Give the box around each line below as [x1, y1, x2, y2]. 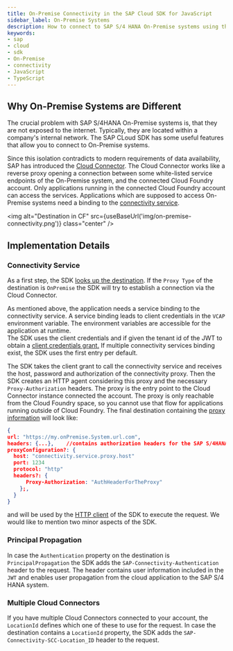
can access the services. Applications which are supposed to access [7, 192, 205, 200]
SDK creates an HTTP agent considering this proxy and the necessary [7, 376, 208, 385]
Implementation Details [7, 239, 110, 251]
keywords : [7, 29, 36, 37]
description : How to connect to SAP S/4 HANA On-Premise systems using [7, 23, 218, 30]
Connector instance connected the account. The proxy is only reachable [7, 391, 214, 400]
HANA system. [7, 580, 49, 589]
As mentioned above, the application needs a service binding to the [7, 304, 200, 312]
